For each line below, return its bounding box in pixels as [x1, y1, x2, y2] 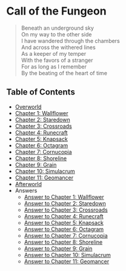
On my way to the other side [21, 30, 92, 38]
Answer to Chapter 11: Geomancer [24, 258, 110, 265]
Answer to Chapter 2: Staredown [24, 199, 106, 207]
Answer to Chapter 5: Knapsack [24, 219, 104, 226]
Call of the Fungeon [6, 4, 107, 18]
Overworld [15, 103, 42, 110]
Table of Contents [6, 87, 76, 98]
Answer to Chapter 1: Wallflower [24, 193, 104, 201]
